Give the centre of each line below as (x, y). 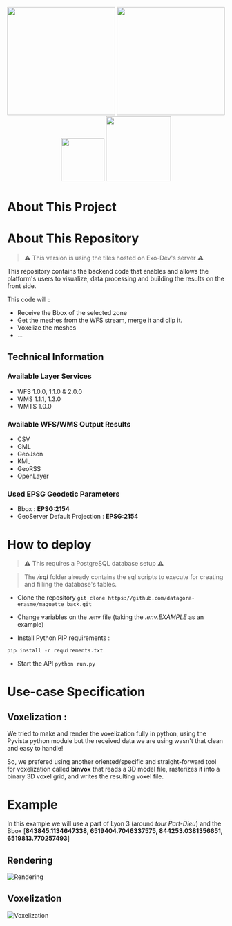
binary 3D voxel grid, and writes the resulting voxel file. (86, 776)
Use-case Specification (76, 692)
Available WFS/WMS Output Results (69, 424)
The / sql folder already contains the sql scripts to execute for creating (124, 577)
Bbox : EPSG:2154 (43, 509)
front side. (22, 286)
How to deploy (49, 544)
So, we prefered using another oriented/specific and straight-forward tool (112, 762)
